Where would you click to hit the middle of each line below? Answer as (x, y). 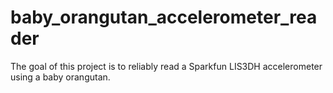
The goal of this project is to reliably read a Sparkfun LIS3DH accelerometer (166, 66)
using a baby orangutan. (60, 77)
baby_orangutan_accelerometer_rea (164, 17)
